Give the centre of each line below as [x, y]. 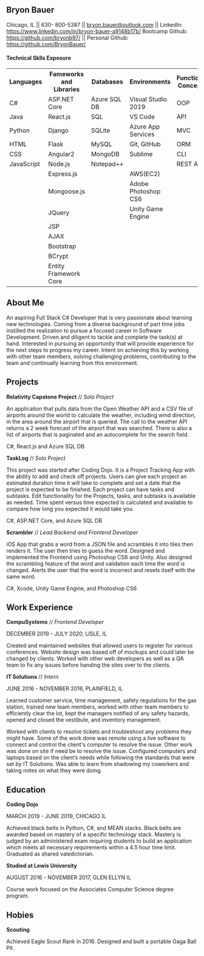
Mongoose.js [67, 191]
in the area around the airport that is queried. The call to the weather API [97, 421]
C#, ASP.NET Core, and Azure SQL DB [54, 520]
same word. [21, 576]
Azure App [145, 127]
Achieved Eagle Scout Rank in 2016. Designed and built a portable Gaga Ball [101, 941]
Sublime [141, 154]
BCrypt [58, 257]
